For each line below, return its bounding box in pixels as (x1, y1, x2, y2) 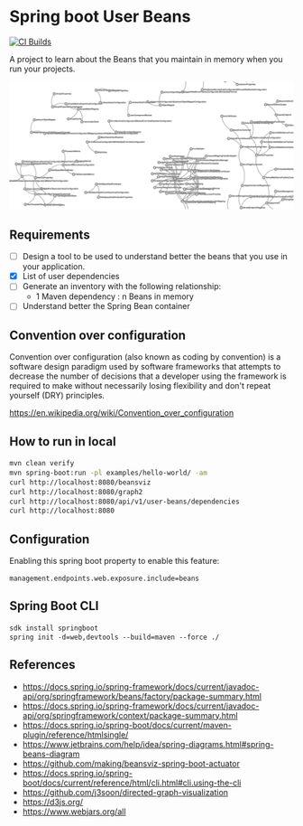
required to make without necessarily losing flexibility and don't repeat (9, 380, 271, 391)
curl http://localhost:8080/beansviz (9, 477, 151, 487)
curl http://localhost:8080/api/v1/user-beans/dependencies (9, 497, 241, 506)
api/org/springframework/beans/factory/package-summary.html (22, 690, 262, 701)
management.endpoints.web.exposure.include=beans (9, 574, 200, 584)
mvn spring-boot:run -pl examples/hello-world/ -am (9, 468, 207, 477)
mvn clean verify (9, 459, 75, 468)
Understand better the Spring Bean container (22, 301, 191, 312)
